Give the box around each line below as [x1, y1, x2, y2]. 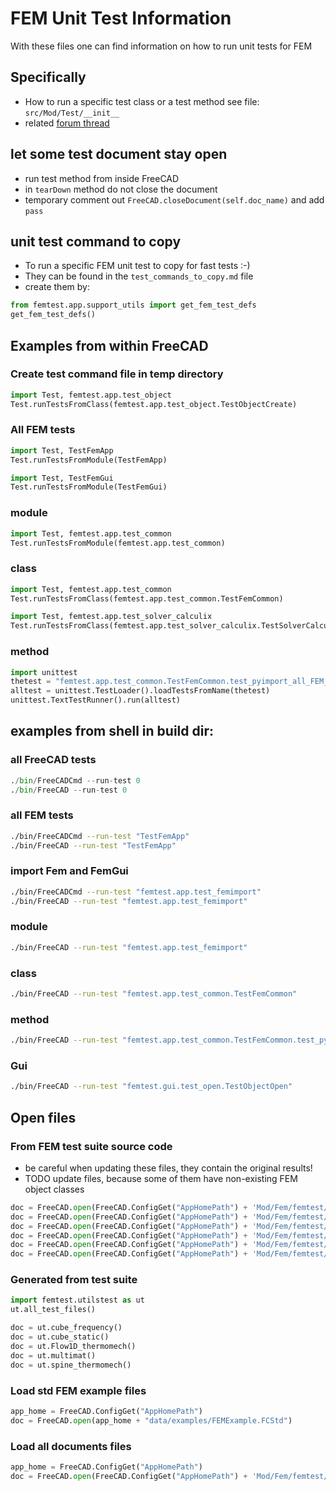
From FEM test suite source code [10, 1139, 173, 1153]
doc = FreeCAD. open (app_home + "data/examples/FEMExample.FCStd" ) [10, 1415, 293, 1426]
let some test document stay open [10, 146, 228, 163]
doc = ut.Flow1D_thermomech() [10, 1341, 137, 1351]
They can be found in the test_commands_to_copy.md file [24, 270, 254, 282]
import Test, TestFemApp [10, 445, 114, 456]
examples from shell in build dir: [10, 723, 215, 740]
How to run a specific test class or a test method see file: [24, 95, 260, 107]
